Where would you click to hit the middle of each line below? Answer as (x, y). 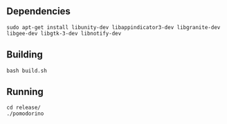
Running (25, 92)
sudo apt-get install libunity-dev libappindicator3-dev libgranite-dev (113, 27)
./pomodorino (25, 114)
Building (25, 55)
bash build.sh (27, 71)
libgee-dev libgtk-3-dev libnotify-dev (64, 33)
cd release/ (24, 108)
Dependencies (38, 11)
